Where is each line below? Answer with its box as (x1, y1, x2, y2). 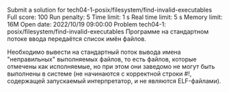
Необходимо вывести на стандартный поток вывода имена (7, 48, 181, 56)
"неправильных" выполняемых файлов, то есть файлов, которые (7, 55, 197, 63)
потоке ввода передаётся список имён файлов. (7, 35, 147, 43)
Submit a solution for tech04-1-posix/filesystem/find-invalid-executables (7, 6, 213, 14)
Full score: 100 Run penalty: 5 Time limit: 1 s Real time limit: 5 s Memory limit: (7, 13, 223, 21)
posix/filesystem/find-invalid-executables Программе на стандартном (7, 27, 209, 35)
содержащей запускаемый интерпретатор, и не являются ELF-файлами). (7, 77, 221, 85)
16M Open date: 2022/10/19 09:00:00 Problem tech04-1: (7, 20, 166, 28)
